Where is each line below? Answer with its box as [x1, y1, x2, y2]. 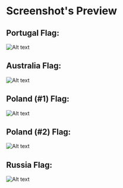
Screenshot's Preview [6, 4, 117, 18]
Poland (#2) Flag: [6, 127, 71, 137]
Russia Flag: [6, 159, 52, 170]
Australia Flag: [6, 61, 61, 71]
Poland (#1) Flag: [6, 94, 70, 104]
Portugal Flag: [6, 28, 59, 38]
